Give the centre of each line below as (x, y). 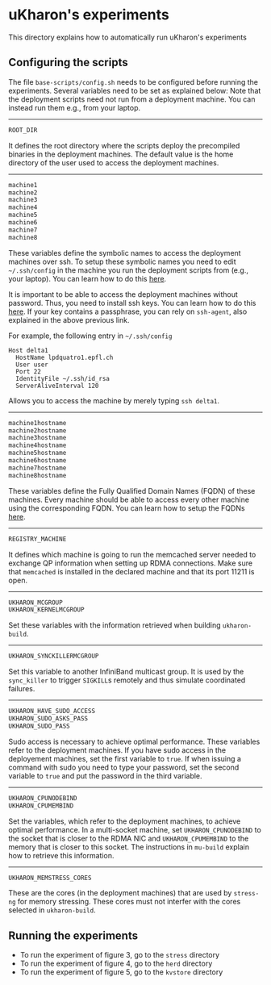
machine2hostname (38, 430)
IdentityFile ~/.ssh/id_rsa (63, 378)
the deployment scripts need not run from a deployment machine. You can (132, 99)
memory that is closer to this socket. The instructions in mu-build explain (129, 847)
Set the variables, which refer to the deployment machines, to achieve (125, 821)
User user (32, 365)
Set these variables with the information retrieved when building (115, 625)
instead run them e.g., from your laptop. (75, 107)
